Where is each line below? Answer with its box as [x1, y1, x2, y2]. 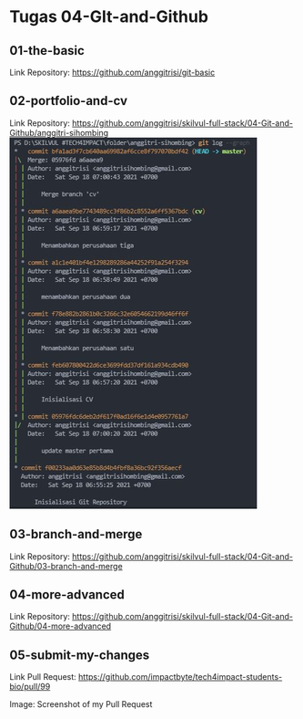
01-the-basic [9, 43, 85, 58]
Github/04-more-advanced [9, 620, 112, 631]
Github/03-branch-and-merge [9, 560, 123, 571]
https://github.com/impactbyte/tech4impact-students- [78, 672, 283, 683]
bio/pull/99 [9, 682, 51, 693]
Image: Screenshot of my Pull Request [9, 699, 153, 710]
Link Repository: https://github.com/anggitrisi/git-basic [9, 67, 216, 78]
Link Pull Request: [9, 672, 77, 683]
